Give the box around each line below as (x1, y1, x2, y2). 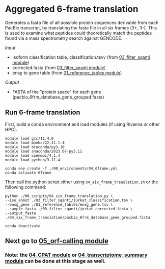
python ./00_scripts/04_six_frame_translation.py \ (5, 194, 113, 198)
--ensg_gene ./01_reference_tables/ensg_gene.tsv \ (5, 202, 113, 207)
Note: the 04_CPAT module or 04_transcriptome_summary (5, 251, 148, 258)
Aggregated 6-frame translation (5, 3, 138, 15)
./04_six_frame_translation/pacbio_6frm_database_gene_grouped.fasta (5, 215, 151, 220)
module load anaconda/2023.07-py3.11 (5, 148, 82, 154)
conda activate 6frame (5, 170, 52, 175)
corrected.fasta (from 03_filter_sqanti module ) (12, 65, 106, 71)
